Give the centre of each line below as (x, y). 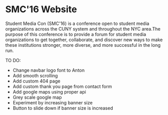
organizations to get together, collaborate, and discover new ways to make (84, 40)
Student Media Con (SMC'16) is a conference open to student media (77, 23)
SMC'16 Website (41, 9)
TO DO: (13, 60)
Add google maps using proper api (49, 92)
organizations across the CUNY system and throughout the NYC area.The (83, 28)
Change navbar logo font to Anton (49, 70)
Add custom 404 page (36, 81)
